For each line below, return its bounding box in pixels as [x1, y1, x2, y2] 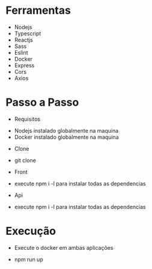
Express [14, 61, 35, 69]
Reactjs [14, 36, 34, 43]
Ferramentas [5, 4, 71, 17]
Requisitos [14, 115, 41, 122]
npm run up [14, 256, 43, 263]
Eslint [14, 49, 28, 56]
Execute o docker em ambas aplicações [14, 244, 114, 251]
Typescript [14, 29, 41, 37]
